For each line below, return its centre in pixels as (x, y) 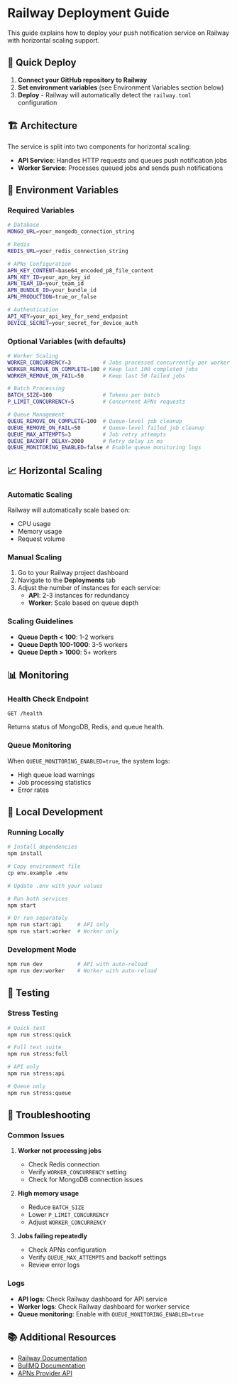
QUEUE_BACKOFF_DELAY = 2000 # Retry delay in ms (85, 441)
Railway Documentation (52, 1358)
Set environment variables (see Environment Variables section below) (121, 87)
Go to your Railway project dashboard (73, 573)
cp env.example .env (38, 873)
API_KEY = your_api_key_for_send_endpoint (68, 316)
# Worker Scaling (33, 356)
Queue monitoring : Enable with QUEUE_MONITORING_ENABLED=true (111, 1314)
